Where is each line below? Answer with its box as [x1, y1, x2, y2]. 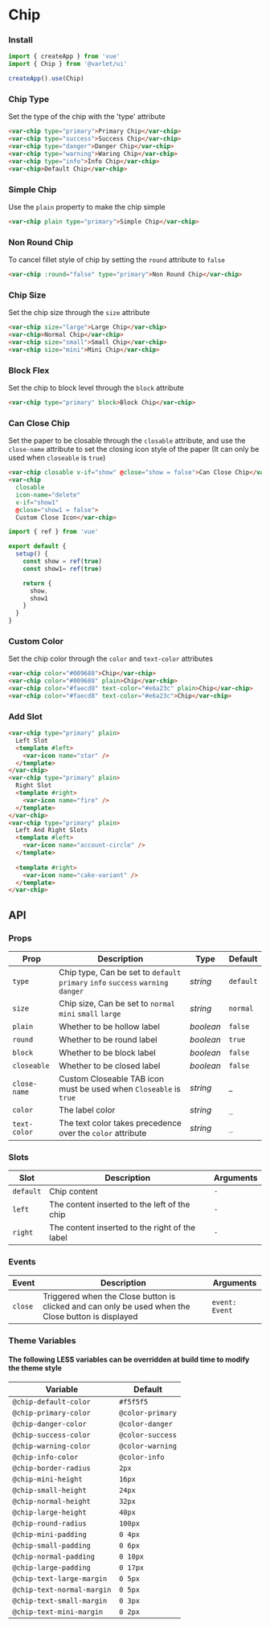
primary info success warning [59, 978, 169, 988]
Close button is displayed [43, 1310, 138, 1322]
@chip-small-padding [12, 1541, 91, 1550]
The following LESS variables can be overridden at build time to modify [8, 1354, 250, 1364]
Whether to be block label [59, 1047, 157, 1059]
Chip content [49, 1186, 98, 1197]
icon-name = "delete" [15, 490, 81, 499]
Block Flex [8, 364, 50, 375]
